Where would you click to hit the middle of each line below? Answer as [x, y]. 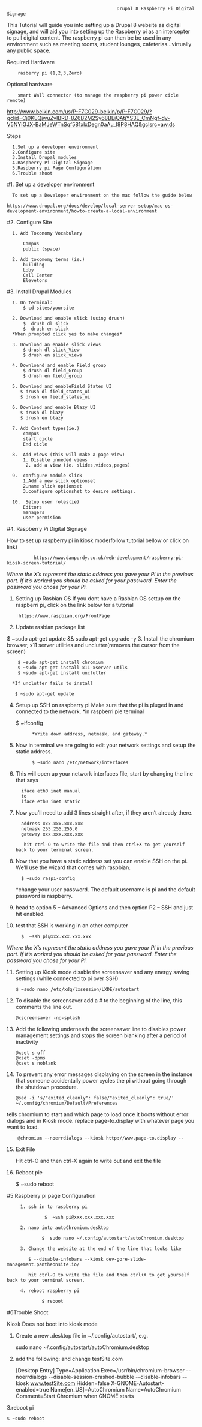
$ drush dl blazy [42, 413]
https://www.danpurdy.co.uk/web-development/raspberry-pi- [109, 558]
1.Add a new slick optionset [59, 481]
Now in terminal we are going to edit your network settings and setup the [105, 745]
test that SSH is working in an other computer [72, 926]
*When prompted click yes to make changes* [67, 334]
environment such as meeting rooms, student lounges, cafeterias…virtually [99, 44]
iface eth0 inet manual [51, 791]
